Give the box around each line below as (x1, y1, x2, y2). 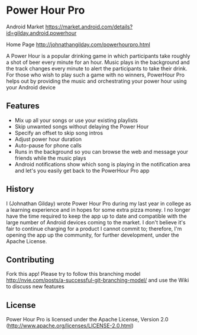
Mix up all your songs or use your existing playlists (14, 117, 138, 124)
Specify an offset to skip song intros (14, 129, 104, 136)
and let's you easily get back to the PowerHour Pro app (14, 167, 150, 174)
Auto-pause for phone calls (14, 141, 82, 149)
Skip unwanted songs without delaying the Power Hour (14, 123, 149, 130)
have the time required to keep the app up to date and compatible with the (6, 212, 188, 220)
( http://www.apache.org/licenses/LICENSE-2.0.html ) (6, 322, 134, 329)
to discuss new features (6, 283, 65, 290)
